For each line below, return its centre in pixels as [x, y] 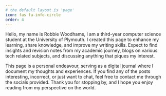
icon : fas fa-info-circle [33, 15]
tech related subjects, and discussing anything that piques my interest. [80, 56]
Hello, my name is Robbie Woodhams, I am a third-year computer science [83, 34]
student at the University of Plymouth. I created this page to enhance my [82, 40]
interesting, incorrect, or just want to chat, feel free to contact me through [83, 77]
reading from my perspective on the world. [51, 88]
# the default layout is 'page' [40, 10]
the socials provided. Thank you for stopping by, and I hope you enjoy [79, 82]
